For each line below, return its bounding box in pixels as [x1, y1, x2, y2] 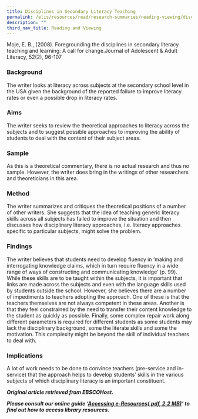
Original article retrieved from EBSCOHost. [6, 388, 114, 396]
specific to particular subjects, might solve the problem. [6, 228, 142, 235]
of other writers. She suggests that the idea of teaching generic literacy [6, 209, 180, 216]
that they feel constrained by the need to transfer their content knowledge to [6, 306, 192, 313]
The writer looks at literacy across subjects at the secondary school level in [6, 82, 189, 89]
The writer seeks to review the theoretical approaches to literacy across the [6, 121, 190, 129]
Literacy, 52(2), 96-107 [6, 53, 62, 60]
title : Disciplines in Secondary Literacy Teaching [6, 8, 136, 15]
